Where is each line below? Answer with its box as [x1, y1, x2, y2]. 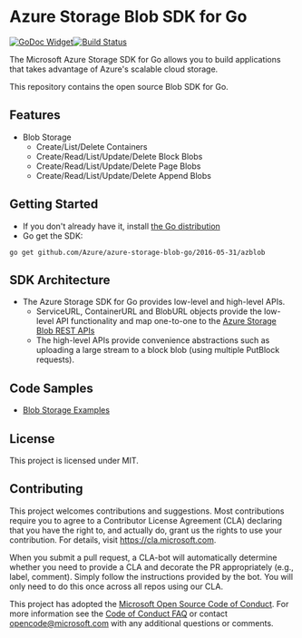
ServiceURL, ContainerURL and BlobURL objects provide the [35, 306, 263, 317]
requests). [35, 354, 75, 365]
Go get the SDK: [22, 230, 83, 241]
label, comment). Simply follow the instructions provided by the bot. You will [9, 571, 293, 582]
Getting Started [9, 197, 99, 212]
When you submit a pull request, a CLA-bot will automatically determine [9, 552, 278, 563]
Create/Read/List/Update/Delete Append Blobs [35, 170, 211, 181]
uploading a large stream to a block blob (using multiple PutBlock [35, 345, 280, 356]
